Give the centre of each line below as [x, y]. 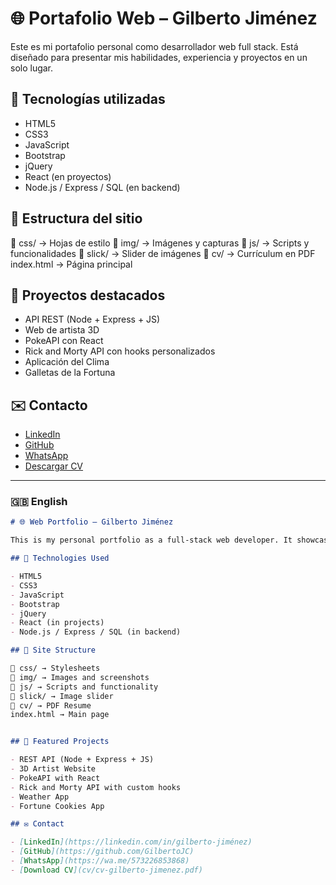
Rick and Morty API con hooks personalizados [120, 351]
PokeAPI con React [64, 341]
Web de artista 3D [62, 330]
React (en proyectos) [68, 176]
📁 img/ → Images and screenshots [80, 677]
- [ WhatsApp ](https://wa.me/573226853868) [100, 861]
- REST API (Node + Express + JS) [82, 760]
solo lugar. [32, 68]
